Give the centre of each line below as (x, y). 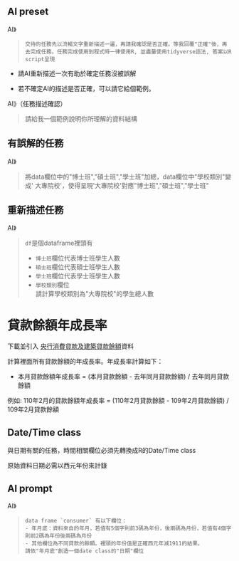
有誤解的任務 (36, 143)
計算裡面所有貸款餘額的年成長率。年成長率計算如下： (85, 362)
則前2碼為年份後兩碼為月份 (58, 536)
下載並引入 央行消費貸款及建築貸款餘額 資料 (70, 346)
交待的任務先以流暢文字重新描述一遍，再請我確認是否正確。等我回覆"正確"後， (123, 44)
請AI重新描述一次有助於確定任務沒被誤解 (77, 73)
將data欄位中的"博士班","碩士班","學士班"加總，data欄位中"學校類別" (125, 177)
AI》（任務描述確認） (37, 103)
